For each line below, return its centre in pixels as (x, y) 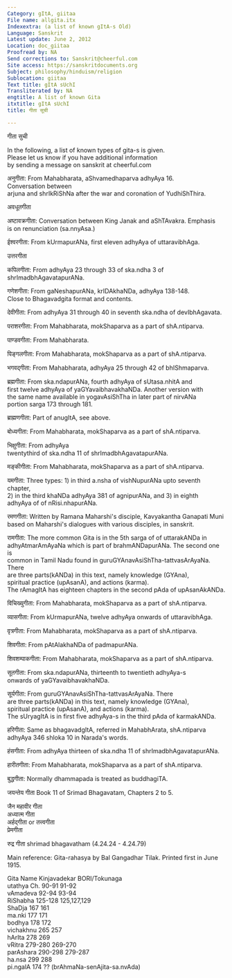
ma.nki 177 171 (27, 915)
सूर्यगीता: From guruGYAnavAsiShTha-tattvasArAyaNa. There (90, 694)
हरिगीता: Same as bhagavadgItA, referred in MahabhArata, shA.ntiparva (107, 730)
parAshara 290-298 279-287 (48, 952)
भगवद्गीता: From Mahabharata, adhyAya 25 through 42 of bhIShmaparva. (108, 368)
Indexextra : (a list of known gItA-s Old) (69, 26)
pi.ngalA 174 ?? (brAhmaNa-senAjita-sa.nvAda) (74, 967)
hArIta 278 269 (29, 937)
